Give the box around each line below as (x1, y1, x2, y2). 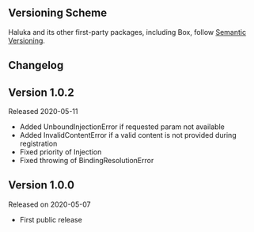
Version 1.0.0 (8, 178, 75, 192)
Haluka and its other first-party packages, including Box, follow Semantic (8, 27, 247, 36)
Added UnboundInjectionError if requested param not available (19, 122, 226, 131)
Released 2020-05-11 (8, 107, 78, 116)
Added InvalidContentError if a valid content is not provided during (19, 131, 237, 140)
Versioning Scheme (8, 6, 108, 20)
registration (19, 139, 58, 149)
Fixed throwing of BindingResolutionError (19, 156, 154, 165)
